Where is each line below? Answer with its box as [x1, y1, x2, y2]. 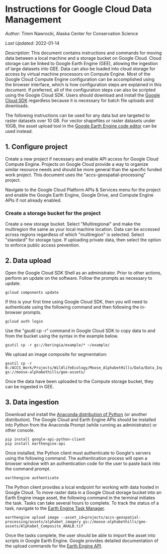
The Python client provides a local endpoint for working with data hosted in [5, 484, 159, 490]
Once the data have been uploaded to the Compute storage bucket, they [5, 378, 154, 384]
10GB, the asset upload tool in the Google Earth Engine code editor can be [5, 123, 157, 129]
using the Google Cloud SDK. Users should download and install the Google [5, 92, 161, 98]
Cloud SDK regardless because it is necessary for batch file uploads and [5, 97, 154, 103]
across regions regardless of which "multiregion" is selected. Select [5, 231, 144, 237]
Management [5, 14, 62, 25]
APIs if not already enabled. [5, 197, 62, 203]
